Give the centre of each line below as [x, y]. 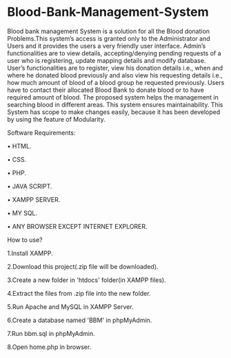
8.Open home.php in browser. [49, 347]
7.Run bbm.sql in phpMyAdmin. [51, 333]
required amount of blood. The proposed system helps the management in [113, 97]
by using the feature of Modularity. [56, 119]
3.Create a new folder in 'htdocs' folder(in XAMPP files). [87, 280]
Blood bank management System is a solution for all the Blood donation [109, 31]
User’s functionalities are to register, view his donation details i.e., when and [115, 68]
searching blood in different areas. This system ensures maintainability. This [115, 104]
